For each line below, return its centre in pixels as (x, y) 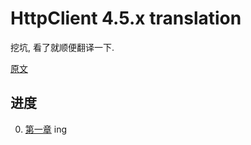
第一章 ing (45, 129)
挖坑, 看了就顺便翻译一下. (62, 47)
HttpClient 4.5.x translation (126, 18)
